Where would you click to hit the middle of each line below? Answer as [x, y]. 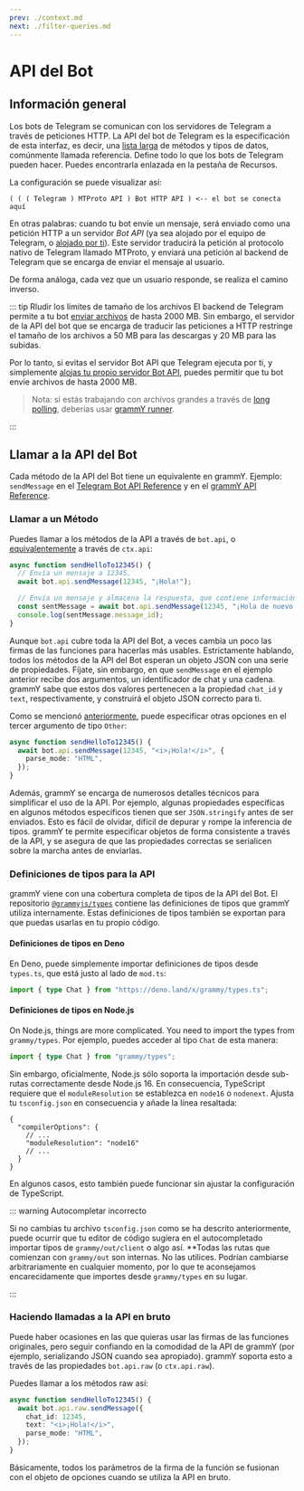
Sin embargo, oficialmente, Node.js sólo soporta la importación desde [139, 1074]
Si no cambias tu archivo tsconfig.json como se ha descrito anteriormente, [150, 1228]
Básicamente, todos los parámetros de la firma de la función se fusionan [144, 1467]
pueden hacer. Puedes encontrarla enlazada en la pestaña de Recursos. [143, 165]
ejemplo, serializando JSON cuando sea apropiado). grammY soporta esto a [151, 1356]
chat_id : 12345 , [57, 1417]
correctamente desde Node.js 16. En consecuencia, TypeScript [147, 1083]
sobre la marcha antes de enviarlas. [76, 850]
